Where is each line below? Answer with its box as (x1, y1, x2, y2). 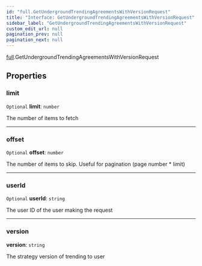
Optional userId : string (6, 195, 65, 202)
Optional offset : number (6, 148, 64, 156)
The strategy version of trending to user (6, 253, 105, 260)
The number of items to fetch (6, 114, 79, 121)
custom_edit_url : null (6, 25, 63, 32)
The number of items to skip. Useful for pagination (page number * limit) (6, 160, 185, 168)
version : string (6, 241, 45, 248)
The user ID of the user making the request (6, 206, 113, 214)
